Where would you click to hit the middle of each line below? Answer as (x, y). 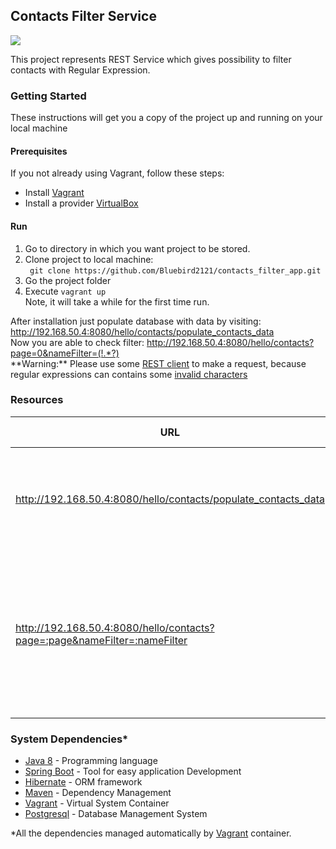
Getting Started (48, 96)
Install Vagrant (54, 193)
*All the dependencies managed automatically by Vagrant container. (151, 833)
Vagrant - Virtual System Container (97, 803)
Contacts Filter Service (83, 16)
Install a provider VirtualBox (81, 203)
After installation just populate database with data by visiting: (136, 321)
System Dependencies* (69, 739)
